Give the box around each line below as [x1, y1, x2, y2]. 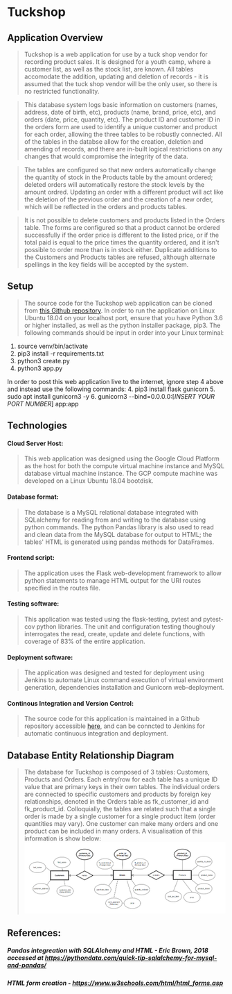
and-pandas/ [7, 961, 47, 970]
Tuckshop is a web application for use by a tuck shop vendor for [24, 50, 208, 58]
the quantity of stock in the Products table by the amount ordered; [24, 173, 213, 181]
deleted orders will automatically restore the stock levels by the [24, 181, 205, 188]
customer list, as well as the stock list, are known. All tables [24, 65, 194, 73]
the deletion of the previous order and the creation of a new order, [24, 195, 213, 204]
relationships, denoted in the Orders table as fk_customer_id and [24, 797, 209, 806]
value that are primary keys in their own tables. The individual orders [24, 783, 220, 791]
